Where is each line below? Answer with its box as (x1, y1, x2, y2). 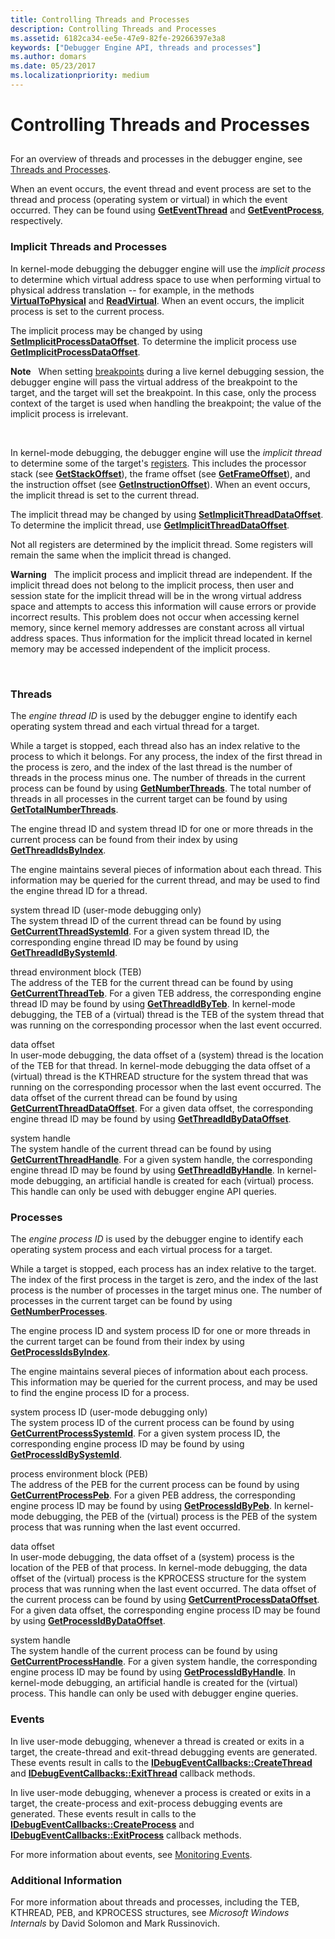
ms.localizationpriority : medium (10, 71, 150, 81)
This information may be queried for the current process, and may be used (10, 1376, 318, 1388)
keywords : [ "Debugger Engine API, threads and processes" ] (10, 42, 262, 53)
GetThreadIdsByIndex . (10, 844, 107, 856)
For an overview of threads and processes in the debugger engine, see (10, 153, 303, 165)
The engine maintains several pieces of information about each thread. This (10, 864, 322, 876)
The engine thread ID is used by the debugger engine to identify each (10, 710, 298, 722)
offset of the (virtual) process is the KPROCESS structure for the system (10, 1572, 307, 1585)
